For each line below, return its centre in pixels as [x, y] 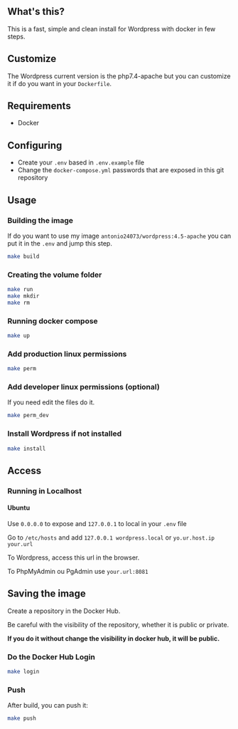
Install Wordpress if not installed [65, 434]
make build [23, 256]
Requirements [39, 106]
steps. [16, 36]
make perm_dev [28, 416]
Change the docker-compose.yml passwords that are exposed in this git [121, 170]
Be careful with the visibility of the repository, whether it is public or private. [118, 624]
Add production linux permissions [67, 354]
